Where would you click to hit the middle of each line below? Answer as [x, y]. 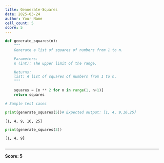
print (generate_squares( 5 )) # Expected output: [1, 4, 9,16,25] [71, 112]
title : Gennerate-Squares [31, 9]
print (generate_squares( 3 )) [34, 129]
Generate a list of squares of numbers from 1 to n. [69, 50]
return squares [29, 95]
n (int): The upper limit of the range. [55, 63]
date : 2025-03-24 [23, 14]
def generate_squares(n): [31, 41]
